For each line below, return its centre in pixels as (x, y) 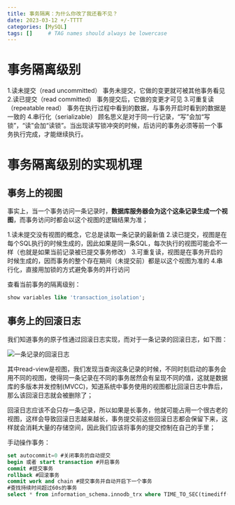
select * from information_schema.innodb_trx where (84, 495)
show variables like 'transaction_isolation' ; (76, 298)
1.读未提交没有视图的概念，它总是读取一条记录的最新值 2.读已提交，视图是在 (117, 235)
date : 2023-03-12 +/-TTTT (45, 20)
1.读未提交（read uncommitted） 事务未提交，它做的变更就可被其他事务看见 (116, 91)
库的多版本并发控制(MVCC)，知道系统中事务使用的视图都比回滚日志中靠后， (117, 386)
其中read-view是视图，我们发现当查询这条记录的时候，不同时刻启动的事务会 (117, 369)
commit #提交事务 (30, 469)
